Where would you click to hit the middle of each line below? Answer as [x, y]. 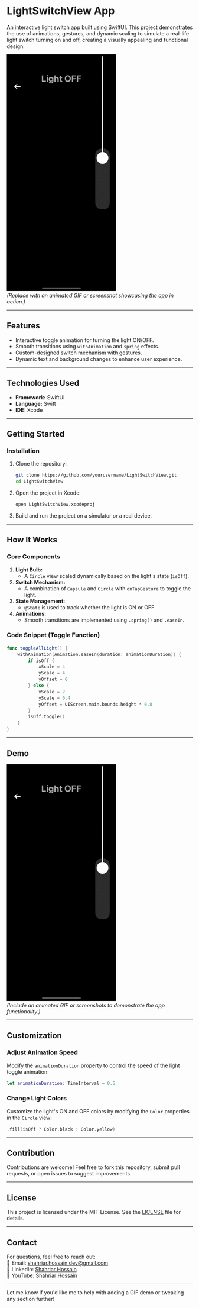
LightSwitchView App [61, 11]
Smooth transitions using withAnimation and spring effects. [87, 346]
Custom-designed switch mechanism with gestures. [79, 353]
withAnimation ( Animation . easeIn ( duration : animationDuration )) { [99, 654]
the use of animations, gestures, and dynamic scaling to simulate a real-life [98, 33]
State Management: [40, 601]
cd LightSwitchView [39, 482]
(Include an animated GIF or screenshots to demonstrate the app [86, 1005]
